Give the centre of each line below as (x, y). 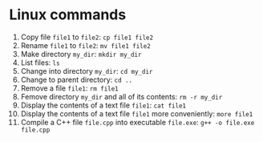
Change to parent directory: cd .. (77, 79)
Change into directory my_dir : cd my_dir (87, 71)
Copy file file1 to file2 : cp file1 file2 (87, 37)
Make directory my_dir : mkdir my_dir (81, 54)
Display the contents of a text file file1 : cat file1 (103, 105)
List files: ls (40, 63)
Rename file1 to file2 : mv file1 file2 (85, 45)
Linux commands (68, 15)
